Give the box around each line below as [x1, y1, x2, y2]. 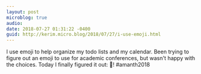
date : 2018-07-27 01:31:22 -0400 [6, 25, 91, 32]
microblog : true [6, 15, 47, 21]
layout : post [6, 8, 39, 15]
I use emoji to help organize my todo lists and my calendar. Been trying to [6, 48, 189, 55]
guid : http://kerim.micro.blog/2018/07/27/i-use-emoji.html [6, 32, 162, 38]
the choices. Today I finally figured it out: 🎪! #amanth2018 [6, 61, 150, 69]
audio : [6, 20, 23, 26]
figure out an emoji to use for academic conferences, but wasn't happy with [6, 55, 196, 62]
